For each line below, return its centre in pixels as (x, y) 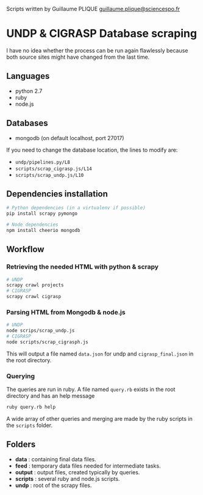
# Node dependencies (33, 225)
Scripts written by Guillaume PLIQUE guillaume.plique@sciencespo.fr (93, 9)
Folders (21, 445)
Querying (21, 376)
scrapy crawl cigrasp (34, 297)
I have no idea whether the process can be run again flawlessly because (97, 50)
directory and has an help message (51, 396)
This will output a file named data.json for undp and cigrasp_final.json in (100, 354)
